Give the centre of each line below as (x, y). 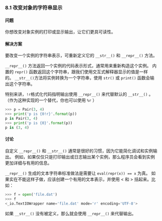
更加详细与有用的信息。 (28, 163)
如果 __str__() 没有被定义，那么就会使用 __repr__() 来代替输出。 (71, 213)
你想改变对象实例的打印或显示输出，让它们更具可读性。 (60, 32)
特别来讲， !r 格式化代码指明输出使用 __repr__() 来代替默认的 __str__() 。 (79, 94)
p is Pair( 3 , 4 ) (21, 119)
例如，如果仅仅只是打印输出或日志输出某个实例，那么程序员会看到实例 (85, 157)
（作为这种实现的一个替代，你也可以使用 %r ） (51, 100)
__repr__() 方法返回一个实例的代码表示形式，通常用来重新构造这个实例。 (78, 66)
